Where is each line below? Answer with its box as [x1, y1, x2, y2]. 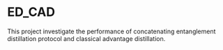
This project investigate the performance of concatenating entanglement [7, 27, 216, 35]
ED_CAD [7, 4, 56, 20]
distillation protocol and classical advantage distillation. [7, 34, 166, 42]
